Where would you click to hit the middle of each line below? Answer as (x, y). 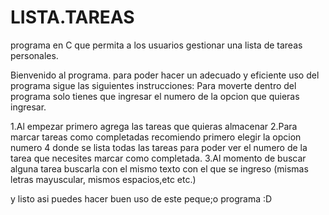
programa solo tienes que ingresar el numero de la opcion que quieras (155, 96)
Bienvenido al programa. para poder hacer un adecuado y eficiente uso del (165, 75)
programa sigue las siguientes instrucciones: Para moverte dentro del (153, 85)
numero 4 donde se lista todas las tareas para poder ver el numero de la (159, 147)
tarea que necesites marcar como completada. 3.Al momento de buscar (158, 158)
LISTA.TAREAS (72, 17)
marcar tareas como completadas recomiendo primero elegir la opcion (156, 137)
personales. (34, 55)
